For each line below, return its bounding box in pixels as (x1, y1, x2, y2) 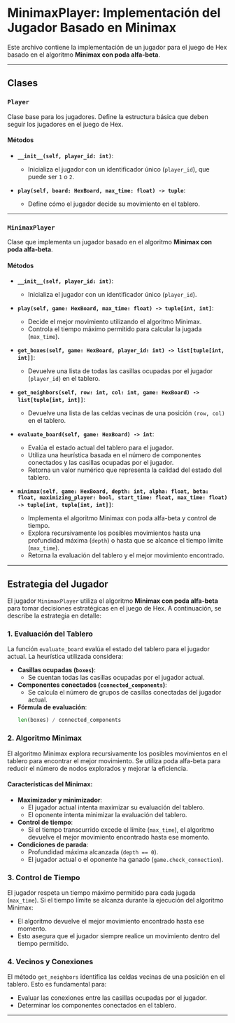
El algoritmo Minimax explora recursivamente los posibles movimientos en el (7, 749, 227, 758)
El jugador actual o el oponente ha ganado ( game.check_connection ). (27, 855, 224, 863)
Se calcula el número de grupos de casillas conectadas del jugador (27, 688, 222, 697)
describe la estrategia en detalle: (7, 611, 102, 620)
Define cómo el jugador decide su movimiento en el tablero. (27, 200, 201, 208)
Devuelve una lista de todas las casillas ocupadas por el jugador (27, 367, 213, 375)
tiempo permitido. (17, 940, 69, 948)
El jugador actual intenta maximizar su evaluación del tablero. (27, 803, 205, 812)
